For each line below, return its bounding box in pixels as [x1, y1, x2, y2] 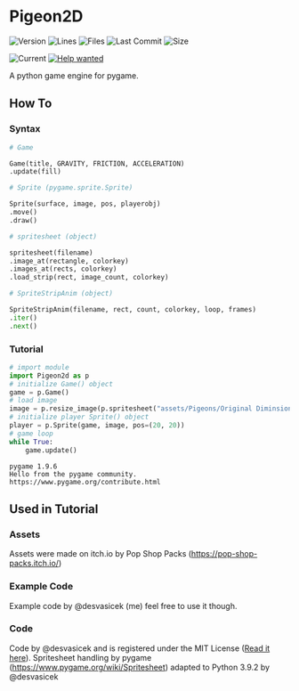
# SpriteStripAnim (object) [9, 289, 114, 298]
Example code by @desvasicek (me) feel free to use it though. [9, 600, 238, 611]
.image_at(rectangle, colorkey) [9, 256, 129, 265]
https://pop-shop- [190, 549, 258, 559]
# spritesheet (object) [9, 232, 98, 241]
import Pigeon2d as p [9, 371, 90, 380]
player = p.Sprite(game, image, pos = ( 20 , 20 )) [9, 421, 185, 430]
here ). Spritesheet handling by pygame [9, 652, 152, 663]
